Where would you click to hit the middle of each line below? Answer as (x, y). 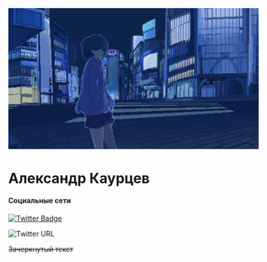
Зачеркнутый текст (41, 249)
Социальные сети (40, 201)
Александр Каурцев (79, 178)
